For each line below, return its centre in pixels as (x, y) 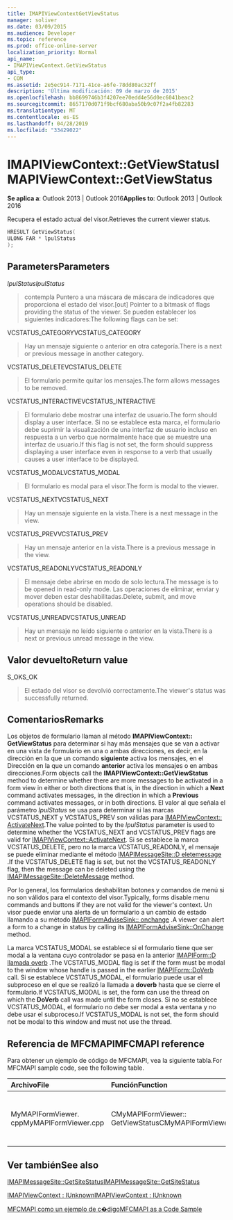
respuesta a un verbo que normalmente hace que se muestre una (118, 437)
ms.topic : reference (37, 40)
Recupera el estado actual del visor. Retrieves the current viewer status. (109, 219)
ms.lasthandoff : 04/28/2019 (48, 123)
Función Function (139, 1085)
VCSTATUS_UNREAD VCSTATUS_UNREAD (67, 617)
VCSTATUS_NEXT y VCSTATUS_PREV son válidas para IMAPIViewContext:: (115, 817)
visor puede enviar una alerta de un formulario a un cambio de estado (107, 913)
